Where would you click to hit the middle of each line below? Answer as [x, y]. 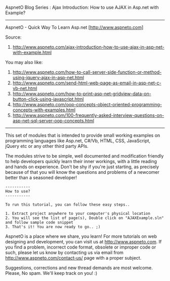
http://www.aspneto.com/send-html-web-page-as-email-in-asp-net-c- [87, 83]
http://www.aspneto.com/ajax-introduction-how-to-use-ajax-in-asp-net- [88, 47]
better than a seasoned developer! [41, 178]
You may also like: [24, 62]
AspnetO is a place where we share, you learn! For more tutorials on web [81, 236]
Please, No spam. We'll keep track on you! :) [51, 273]
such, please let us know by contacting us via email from [65, 253]
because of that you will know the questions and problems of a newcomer [82, 172]
